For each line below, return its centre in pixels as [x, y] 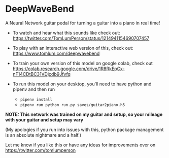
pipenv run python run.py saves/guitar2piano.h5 [73, 105]
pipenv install [36, 100]
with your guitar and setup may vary [44, 119]
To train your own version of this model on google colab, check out [83, 63]
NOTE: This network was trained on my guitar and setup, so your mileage [84, 114]
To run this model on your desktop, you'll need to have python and [82, 84]
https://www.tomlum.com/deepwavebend [56, 53]
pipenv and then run [34, 89]
